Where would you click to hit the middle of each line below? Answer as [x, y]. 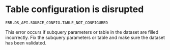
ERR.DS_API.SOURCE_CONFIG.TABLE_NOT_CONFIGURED [57, 23]
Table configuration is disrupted [75, 9]
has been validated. [26, 43]
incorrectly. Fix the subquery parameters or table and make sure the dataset [85, 37]
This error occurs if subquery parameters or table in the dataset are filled [82, 32]
